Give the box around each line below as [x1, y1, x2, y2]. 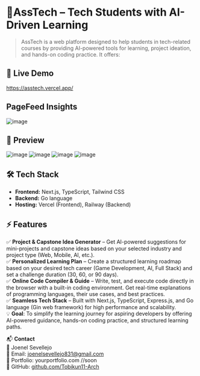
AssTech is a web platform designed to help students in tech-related [20, 38, 191, 45]
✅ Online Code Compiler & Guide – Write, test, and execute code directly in [6, 277, 194, 285]
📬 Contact [6, 335, 35, 342]
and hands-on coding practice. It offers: [20, 51, 120, 58]
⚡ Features [6, 219, 48, 229]
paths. [6, 323, 22, 330]
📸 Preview [6, 135, 45, 145]
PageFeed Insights [6, 102, 78, 112]
